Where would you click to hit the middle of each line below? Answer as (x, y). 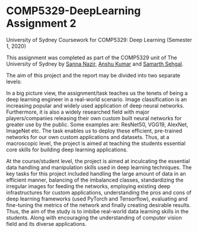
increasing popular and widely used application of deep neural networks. (95, 105)
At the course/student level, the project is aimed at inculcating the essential (98, 161)
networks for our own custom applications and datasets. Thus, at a (88, 137)
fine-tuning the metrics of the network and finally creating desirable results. (99, 205)
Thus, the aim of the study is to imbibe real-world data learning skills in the (97, 211)
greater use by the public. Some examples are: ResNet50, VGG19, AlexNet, (97, 124)
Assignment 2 (41, 23)
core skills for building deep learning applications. (67, 150)
